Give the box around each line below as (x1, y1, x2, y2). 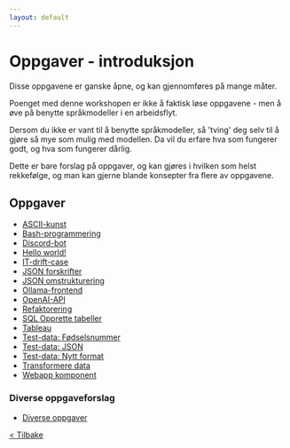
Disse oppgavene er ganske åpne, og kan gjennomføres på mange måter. (9, 81, 278, 91)
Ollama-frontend (21, 285, 83, 295)
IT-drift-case (21, 256, 69, 267)
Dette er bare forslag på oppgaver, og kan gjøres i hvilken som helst (9, 161, 257, 171)
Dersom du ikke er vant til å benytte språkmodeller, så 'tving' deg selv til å (9, 124, 279, 135)
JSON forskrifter (21, 266, 82, 277)
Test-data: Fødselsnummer (21, 332, 121, 342)
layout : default (9, 12, 69, 22)
